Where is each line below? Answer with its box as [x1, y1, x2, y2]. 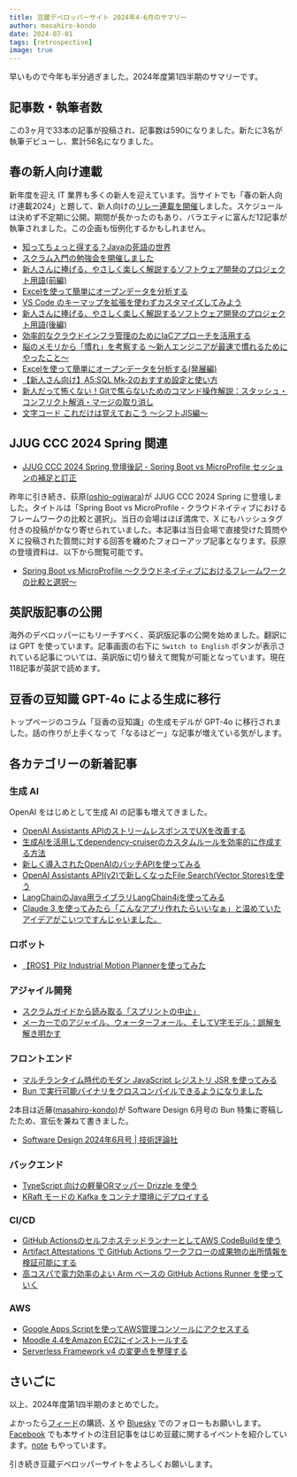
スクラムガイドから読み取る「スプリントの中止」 [21, 1006, 201, 1017]
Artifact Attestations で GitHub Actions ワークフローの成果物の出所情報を [21, 1246, 288, 1257]
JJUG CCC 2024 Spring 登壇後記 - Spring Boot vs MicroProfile [21, 461, 251, 472]
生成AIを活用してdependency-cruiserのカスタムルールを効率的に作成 [21, 836, 274, 847]
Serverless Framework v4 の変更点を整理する [21, 1345, 188, 1356]
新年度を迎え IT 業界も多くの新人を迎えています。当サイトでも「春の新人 [9, 189, 276, 200]
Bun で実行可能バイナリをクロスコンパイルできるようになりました [21, 1086, 263, 1096]
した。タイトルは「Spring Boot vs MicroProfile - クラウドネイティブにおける [9, 502, 287, 513]
